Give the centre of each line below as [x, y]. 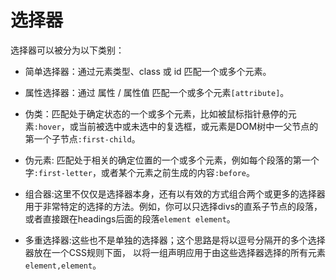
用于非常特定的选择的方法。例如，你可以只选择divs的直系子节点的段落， [173, 206]
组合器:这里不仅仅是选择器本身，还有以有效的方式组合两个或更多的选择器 [175, 193]
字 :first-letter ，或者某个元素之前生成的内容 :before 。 [139, 172]
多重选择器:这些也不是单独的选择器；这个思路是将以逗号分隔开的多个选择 [175, 240]
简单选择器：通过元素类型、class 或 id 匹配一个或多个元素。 [148, 71]
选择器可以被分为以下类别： [67, 50]
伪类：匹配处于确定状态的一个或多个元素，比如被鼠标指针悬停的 [156, 113]
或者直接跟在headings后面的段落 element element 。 [130, 218]
